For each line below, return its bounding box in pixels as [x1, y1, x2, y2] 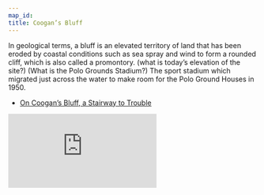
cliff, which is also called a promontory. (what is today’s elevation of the [8, 57, 241, 67]
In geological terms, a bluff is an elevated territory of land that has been [8, 40, 242, 50]
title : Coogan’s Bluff [8, 19, 83, 27]
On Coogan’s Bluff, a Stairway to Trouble [19, 98, 152, 107]
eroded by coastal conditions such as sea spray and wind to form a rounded [8, 49, 257, 58]
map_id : [8, 11, 34, 20]
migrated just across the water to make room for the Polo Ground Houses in [8, 74, 255, 84]
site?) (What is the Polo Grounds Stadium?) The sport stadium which [8, 66, 231, 75]
